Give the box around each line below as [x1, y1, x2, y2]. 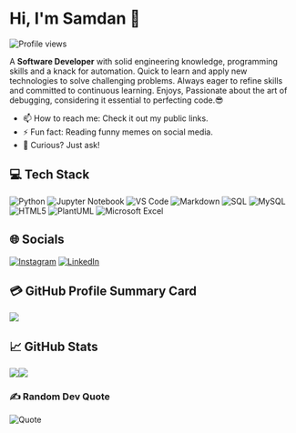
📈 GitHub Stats [9, 338, 98, 354]
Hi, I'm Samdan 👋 [9, 8, 141, 29]
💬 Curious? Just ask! [22, 139, 100, 150]
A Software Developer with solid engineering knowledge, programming [9, 55, 278, 66]
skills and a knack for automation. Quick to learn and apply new [9, 65, 248, 76]
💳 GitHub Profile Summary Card [9, 283, 198, 298]
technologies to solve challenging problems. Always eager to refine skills [9, 75, 283, 86]
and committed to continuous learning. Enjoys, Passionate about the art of [9, 85, 288, 96]
